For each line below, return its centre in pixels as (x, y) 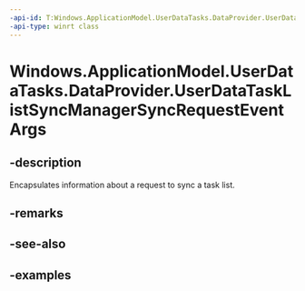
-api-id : (26, 18)
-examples (40, 275)
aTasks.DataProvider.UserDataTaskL (151, 90)
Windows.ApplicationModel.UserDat (152, 71)
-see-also (38, 244)
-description (45, 163)
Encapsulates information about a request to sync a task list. (123, 185)
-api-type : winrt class (54, 26)
